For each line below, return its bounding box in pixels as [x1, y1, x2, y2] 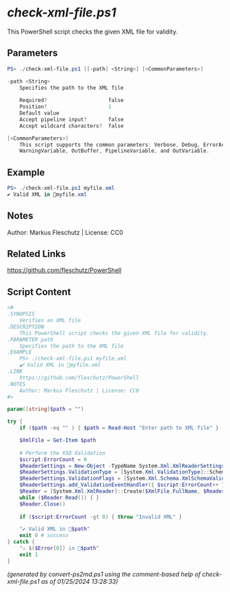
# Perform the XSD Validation [19, 449, 106, 456]
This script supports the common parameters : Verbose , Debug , [19, 141, 201, 148]
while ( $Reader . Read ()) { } [19, 494, 99, 501]
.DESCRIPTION [7, 323, 44, 330]
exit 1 [19, 551, 38, 558]
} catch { [7, 539, 36, 545]
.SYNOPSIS [7, 310, 36, 318]
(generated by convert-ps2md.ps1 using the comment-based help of [7, 570, 201, 578]
